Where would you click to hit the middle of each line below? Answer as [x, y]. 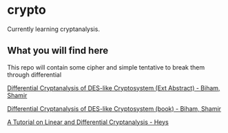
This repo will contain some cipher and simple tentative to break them [106, 67]
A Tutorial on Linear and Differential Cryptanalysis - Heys [88, 122]
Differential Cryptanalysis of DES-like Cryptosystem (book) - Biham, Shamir [114, 108]
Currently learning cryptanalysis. [53, 29]
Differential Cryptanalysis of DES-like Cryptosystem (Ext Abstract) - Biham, [114, 88]
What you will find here [58, 51]
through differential [34, 74]
